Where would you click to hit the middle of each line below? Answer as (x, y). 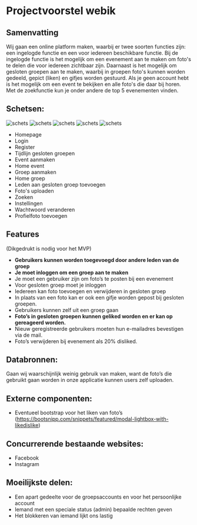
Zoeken (24, 197)
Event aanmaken (35, 160)
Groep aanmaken (36, 172)
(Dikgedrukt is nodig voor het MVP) (49, 248)
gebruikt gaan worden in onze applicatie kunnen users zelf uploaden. (90, 380)
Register (25, 147)
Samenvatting (32, 33)
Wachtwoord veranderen (45, 210)
